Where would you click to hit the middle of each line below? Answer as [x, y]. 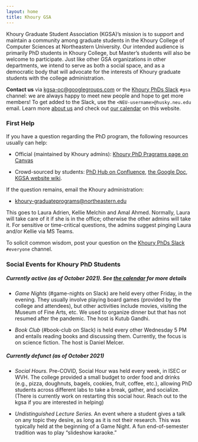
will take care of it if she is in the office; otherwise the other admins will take [98, 219]
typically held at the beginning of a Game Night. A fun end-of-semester [102, 426]
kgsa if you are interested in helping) [59, 402]
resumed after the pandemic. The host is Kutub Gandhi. [82, 318]
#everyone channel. [29, 249]
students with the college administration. [56, 78]
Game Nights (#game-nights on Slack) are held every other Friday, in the [103, 293]
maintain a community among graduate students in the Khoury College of [95, 40]
